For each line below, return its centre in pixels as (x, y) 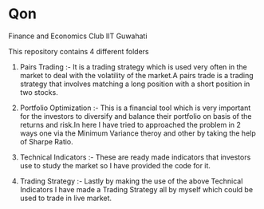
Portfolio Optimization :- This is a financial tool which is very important (135, 108)
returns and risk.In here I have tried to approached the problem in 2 (130, 124)
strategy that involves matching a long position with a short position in (135, 84)
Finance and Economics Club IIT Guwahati (78, 36)
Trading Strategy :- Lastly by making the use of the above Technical (131, 181)
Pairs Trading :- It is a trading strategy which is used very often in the (133, 67)
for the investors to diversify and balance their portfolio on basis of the (136, 116)
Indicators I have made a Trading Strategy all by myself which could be (136, 189)
